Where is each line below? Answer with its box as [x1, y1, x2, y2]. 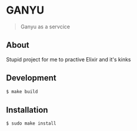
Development [6, 73, 57, 83]
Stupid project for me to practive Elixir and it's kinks [6, 55, 131, 63]
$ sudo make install [6, 120, 57, 127]
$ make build [6, 89, 38, 94]
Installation [6, 104, 48, 115]
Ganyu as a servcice [20, 23, 71, 30]
